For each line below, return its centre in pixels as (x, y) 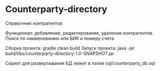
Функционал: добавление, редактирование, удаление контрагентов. (79, 33)
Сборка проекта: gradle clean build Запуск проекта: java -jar (70, 48)
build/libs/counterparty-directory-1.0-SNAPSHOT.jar (60, 53)
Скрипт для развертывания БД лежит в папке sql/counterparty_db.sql (80, 63)
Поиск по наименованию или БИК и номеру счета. (60, 38)
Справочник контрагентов (34, 23)
